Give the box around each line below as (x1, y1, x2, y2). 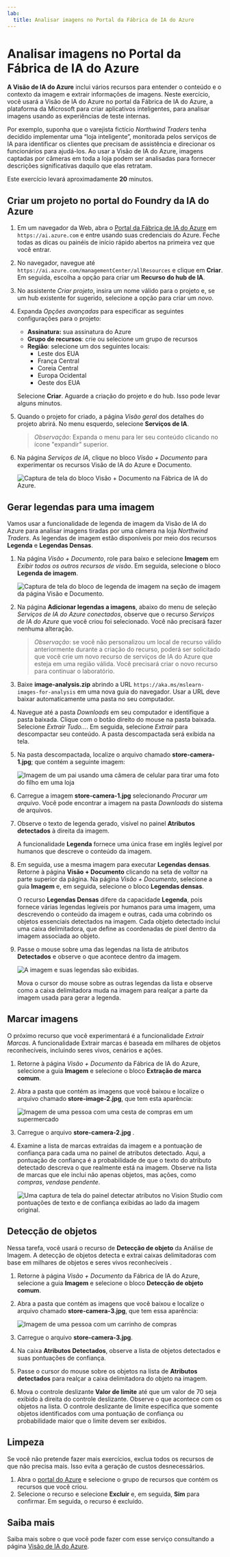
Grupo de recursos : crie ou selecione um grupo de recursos (27, 335, 199, 343)
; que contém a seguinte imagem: (30, 758, 125, 766)
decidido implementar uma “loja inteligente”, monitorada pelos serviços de (7, 133, 217, 141)
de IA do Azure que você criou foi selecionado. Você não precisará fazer (16, 618, 222, 626)
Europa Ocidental (37, 371, 87, 380)
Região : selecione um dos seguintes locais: (27, 342, 150, 351)
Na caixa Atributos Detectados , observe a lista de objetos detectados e (16, 1346, 221, 1354)
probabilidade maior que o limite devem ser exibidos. (16, 1417, 167, 1425)
